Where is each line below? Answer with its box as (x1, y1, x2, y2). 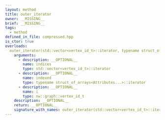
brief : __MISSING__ (5, 21, 45, 26)
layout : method (5, 7, 36, 12)
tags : (5, 25, 16, 30)
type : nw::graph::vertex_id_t (23, 94, 84, 98)
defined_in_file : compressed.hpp (5, 35, 74, 40)
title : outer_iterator (5, 12, 52, 17)
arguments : (14, 52, 36, 58)
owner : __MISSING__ (5, 16, 45, 21)
